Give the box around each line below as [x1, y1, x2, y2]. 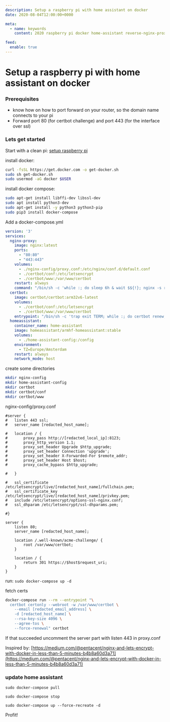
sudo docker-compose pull [5, 685, 60, 690]
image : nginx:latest [14, 243, 58, 248]
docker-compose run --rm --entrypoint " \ [5, 598, 94, 603]
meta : [5, 21, 17, 26]
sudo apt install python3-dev [5, 200, 69, 206]
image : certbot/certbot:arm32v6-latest [14, 295, 99, 300]
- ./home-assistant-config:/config [18, 337, 94, 342]
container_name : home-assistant [14, 323, 82, 328]
